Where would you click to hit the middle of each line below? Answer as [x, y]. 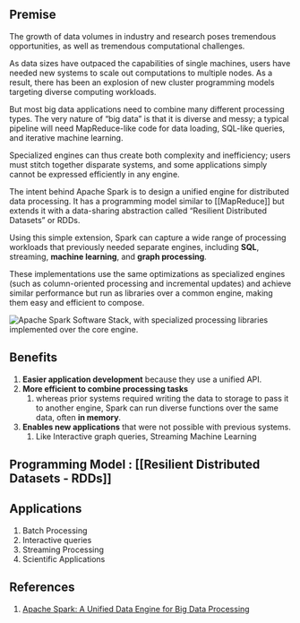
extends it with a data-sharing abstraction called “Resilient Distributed [138, 211]
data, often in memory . [78, 417]
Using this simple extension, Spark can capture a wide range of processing [148, 238]
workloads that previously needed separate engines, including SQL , [134, 247]
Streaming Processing [63, 549]
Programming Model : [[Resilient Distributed [135, 465]
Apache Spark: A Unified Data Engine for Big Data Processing [136, 609]
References [42, 588]
